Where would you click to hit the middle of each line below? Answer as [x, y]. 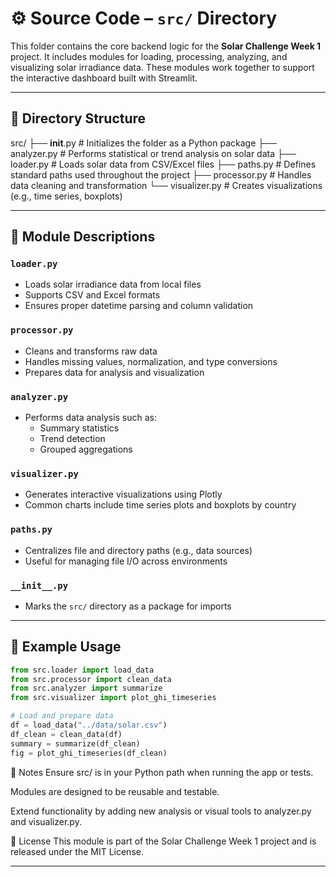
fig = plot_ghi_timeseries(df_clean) [89, 753]
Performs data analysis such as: [91, 418]
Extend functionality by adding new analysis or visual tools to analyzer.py [161, 811]
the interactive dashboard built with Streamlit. [104, 78]
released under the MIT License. [77, 851]
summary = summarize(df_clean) [75, 743]
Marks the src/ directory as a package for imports [128, 606]
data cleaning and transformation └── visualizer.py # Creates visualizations [166, 185]
